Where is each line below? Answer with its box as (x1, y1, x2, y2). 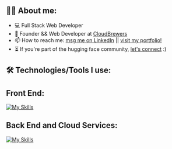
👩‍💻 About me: (6, 6, 57, 16)
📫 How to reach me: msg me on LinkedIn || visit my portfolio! (14, 36, 162, 44)
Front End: (6, 88, 45, 98)
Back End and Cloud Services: (6, 120, 118, 130)
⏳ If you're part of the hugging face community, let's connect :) (14, 45, 167, 53)
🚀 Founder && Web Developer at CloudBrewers (14, 30, 128, 37)
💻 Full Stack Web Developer (14, 22, 83, 29)
